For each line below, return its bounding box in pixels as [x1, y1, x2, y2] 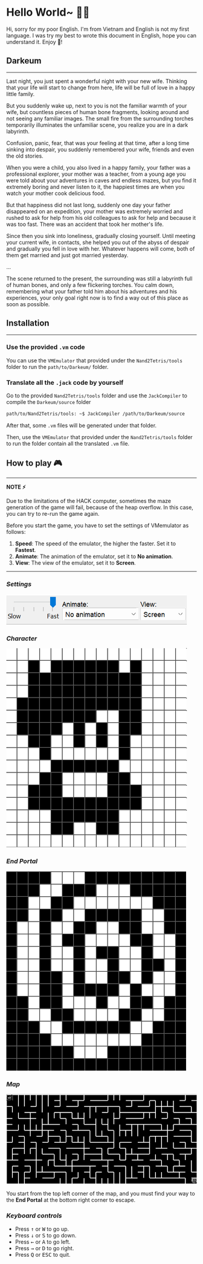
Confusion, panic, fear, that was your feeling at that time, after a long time [6, 139, 190, 147]
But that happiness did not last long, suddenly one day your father [6, 201, 171, 208]
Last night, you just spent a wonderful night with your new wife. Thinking [6, 77, 187, 85]
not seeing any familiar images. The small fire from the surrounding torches [6, 115, 194, 122]
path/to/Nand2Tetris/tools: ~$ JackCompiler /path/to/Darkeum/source [6, 411, 185, 417]
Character [6, 634, 37, 643]
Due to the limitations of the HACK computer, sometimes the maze [6, 497, 171, 504]
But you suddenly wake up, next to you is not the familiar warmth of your [6, 102, 187, 109]
